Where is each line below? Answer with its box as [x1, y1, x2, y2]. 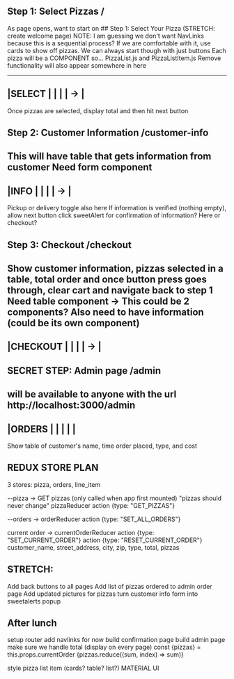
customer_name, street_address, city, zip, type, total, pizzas [7, 543, 180, 551]
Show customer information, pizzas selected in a [7, 263, 224, 275]
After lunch [7, 618, 57, 629]
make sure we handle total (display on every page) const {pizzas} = [7, 643, 201, 652]
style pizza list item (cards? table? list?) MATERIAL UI [7, 664, 159, 673]
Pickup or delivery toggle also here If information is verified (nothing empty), [7, 204, 227, 212]
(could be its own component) [7, 317, 140, 329]
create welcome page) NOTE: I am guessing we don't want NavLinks [7, 31, 204, 40]
